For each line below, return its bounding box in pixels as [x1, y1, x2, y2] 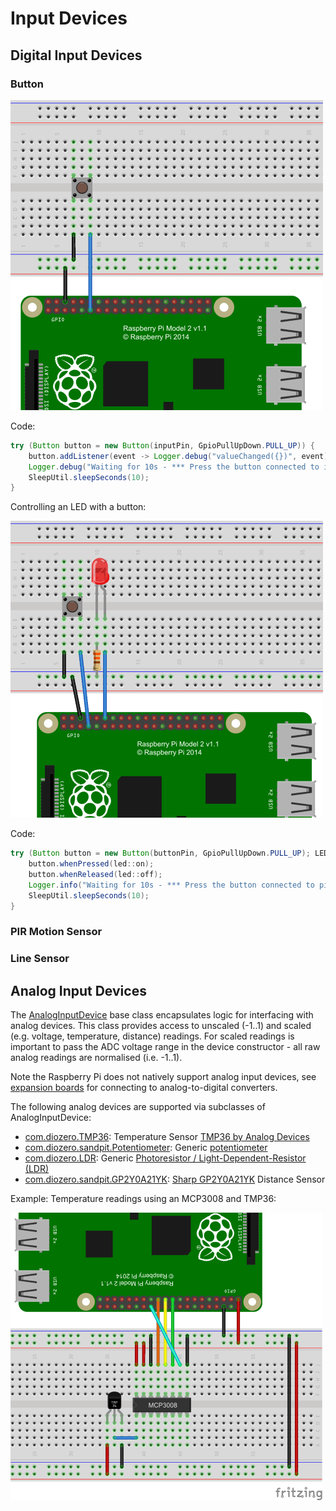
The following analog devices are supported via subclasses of [10, 1101, 266, 1113]
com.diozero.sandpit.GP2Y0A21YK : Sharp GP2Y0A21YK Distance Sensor [24, 1173, 326, 1186]
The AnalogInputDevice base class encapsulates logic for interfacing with [10, 1009, 314, 1021]
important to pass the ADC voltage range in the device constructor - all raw [10, 1041, 321, 1053]
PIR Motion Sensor [10, 925, 103, 939]
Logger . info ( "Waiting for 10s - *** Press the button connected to [28, 880, 315, 890]
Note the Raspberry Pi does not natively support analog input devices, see [10, 1071, 317, 1083]
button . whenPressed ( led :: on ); [28, 859, 155, 869]
